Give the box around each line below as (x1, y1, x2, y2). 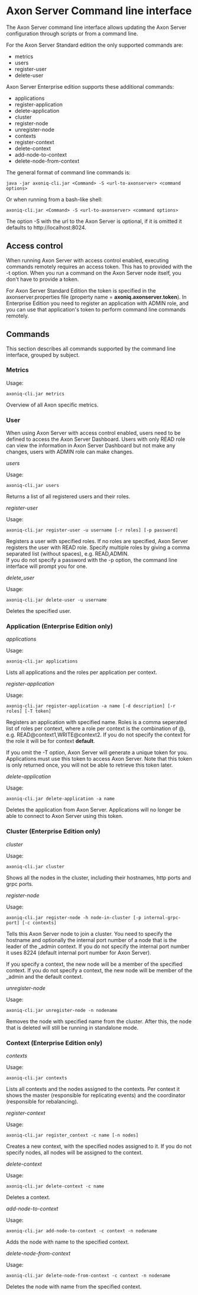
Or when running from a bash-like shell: (6, 196, 103, 203)
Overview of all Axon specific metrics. (6, 401, 99, 408)
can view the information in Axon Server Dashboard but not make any (6, 442, 176, 449)
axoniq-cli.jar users (6, 483, 60, 489)
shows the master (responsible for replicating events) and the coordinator (6, 1092, 186, 1099)
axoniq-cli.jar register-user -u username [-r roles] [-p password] (6, 527, 178, 533)
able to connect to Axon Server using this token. (6, 813, 124, 820)
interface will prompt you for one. (6, 563, 87, 570)
